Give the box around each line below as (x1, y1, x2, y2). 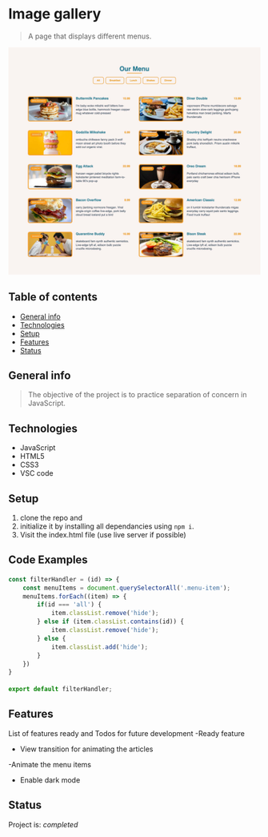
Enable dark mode (19, 775, 81, 785)
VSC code (19, 469, 54, 478)
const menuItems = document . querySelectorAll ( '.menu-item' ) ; (22, 584, 230, 592)
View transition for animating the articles (19, 744, 154, 754)
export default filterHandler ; (8, 686, 113, 694)
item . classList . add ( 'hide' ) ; (50, 642, 149, 651)
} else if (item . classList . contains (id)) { (37, 618, 184, 626)
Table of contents (8, 290, 98, 304)
